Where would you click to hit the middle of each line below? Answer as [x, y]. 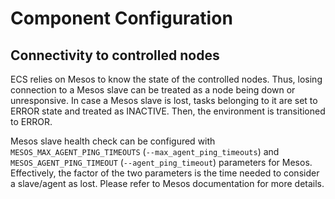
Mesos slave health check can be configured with [113, 141]
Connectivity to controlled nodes [115, 55]
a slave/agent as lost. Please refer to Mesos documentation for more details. [167, 183]
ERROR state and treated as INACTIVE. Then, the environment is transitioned [168, 111]
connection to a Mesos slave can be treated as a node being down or [153, 90]
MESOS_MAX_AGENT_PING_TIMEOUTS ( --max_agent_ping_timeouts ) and [145, 151]
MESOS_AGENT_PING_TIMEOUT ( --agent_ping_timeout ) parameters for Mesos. [161, 162]
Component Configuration [121, 18]
